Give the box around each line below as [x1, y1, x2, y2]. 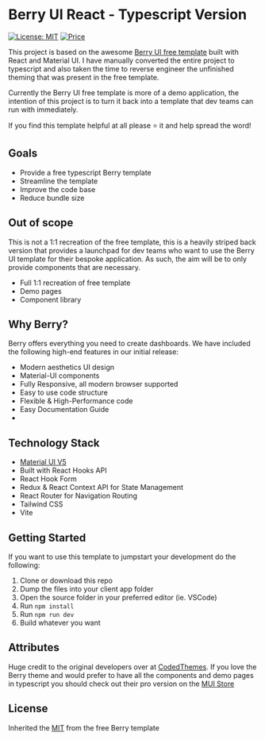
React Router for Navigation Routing [19, 491, 137, 501]
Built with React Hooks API [19, 466, 107, 476]
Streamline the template [19, 176, 98, 186]
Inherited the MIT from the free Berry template [8, 723, 160, 732]
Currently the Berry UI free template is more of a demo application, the [8, 87, 240, 97]
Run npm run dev [19, 610, 75, 619]
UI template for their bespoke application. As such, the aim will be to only [8, 254, 248, 264]
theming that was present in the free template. [8, 72, 159, 82]
